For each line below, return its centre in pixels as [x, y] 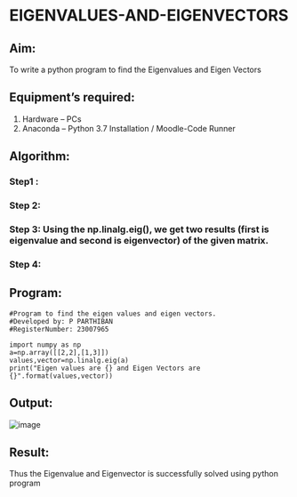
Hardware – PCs [52, 119]
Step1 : [24, 181]
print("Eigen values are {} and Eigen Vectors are [105, 368]
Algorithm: [40, 156]
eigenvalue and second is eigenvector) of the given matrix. [139, 240]
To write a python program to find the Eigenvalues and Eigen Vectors [136, 69]
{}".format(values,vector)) [61, 376]
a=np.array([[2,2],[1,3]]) [59, 352]
